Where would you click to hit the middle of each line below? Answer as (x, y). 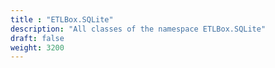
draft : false (37, 38)
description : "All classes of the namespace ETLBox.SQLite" (138, 29)
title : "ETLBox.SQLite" (62, 19)
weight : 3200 (37, 47)
